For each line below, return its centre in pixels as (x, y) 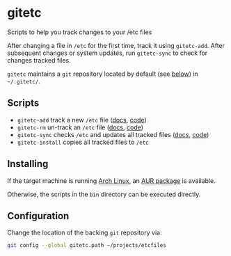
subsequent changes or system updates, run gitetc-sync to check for (107, 53)
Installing (28, 164)
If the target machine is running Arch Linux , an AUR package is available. (111, 181)
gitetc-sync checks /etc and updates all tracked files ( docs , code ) (113, 134)
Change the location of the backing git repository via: (85, 233)
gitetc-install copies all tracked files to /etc (83, 142)
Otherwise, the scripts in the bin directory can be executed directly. (104, 194)
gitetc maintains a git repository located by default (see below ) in (103, 74)
